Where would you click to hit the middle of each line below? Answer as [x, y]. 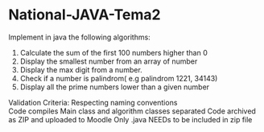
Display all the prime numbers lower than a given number [115, 87]
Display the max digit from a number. [81, 69]
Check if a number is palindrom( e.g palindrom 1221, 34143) [119, 78]
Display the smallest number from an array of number [109, 61]
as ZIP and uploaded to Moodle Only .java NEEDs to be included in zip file [130, 119]
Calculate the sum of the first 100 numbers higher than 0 [113, 52]
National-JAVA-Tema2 [85, 15]
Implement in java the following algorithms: [79, 37]
